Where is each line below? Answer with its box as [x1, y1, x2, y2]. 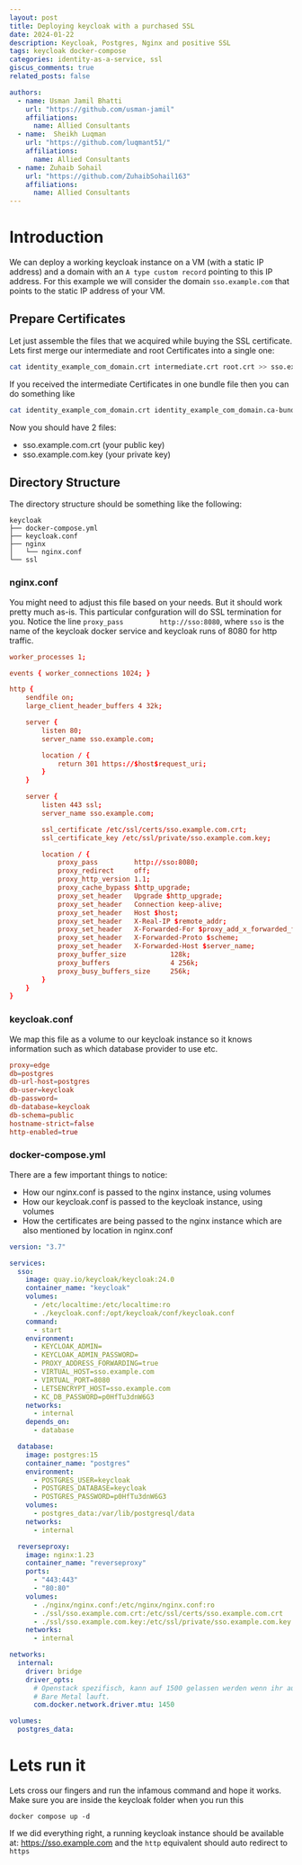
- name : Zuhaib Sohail [17, 163, 102, 172]
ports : [25, 1567, 50, 1576]
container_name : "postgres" [25, 1458, 130, 1467]
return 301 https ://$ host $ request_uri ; [57, 759, 207, 768]
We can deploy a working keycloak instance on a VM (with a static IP [9, 257, 264, 268]
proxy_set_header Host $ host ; [57, 908, 179, 918]
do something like [9, 388, 75, 399]
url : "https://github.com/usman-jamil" [25, 104, 175, 113]
